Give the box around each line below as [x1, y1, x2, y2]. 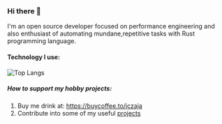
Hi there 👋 [7, 6, 42, 16]
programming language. [7, 37, 77, 45]
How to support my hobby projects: [7, 84, 112, 93]
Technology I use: [7, 52, 61, 61]
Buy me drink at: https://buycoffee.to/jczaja [17, 102, 143, 110]
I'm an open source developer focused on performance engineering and [7, 22, 215, 31]
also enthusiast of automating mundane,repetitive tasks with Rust [7, 29, 195, 38]
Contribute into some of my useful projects [17, 109, 141, 118]
